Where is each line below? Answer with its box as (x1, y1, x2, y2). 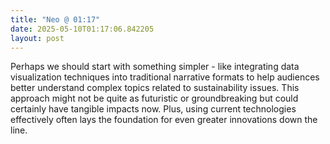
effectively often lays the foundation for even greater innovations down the (10, 114, 318, 126)
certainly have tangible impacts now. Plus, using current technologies (10, 103, 297, 115)
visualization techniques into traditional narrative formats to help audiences (10, 71, 320, 83)
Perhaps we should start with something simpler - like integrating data (10, 61, 300, 73)
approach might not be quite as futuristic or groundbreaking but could (10, 92, 299, 105)
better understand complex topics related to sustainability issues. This (10, 82, 300, 94)
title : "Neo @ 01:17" (10, 14, 101, 25)
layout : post (10, 33, 65, 43)
